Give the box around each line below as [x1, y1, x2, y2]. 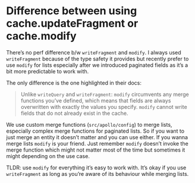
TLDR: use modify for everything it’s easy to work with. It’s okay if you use [6, 164, 187, 171]
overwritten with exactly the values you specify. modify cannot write [20, 103, 187, 110]
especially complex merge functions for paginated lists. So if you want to [6, 127, 185, 134]
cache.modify [6, 30, 77, 43]
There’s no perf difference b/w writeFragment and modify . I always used [6, 49, 181, 56]
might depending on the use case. [6, 152, 90, 159]
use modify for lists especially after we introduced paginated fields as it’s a [6, 61, 188, 69]
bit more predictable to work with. [6, 68, 89, 75]
